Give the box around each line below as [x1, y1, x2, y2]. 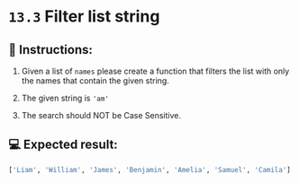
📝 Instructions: [8, 42, 94, 57]
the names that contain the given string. [21, 75, 170, 86]
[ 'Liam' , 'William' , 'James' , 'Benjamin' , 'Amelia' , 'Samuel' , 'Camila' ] [8, 165, 292, 174]
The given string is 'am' [21, 92, 110, 103]
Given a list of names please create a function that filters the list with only [21, 65, 290, 76]
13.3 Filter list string [8, 6, 160, 27]
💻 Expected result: [8, 137, 118, 152]
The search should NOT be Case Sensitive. [21, 110, 182, 120]
